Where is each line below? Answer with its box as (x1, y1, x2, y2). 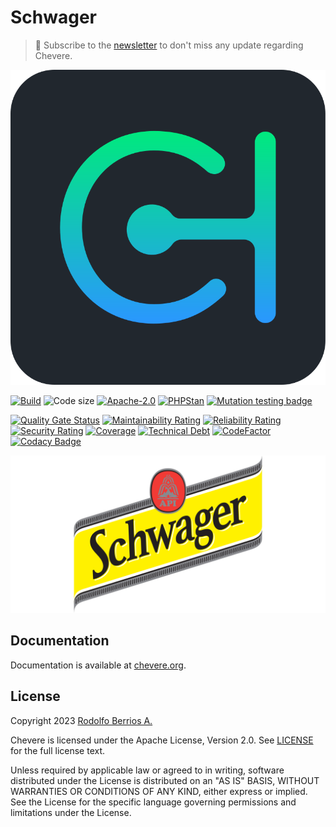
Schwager (10, 6, 98, 29)
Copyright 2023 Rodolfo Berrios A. (10, 714, 153, 726)
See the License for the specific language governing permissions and (10, 796, 297, 808)
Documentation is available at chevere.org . (10, 659, 187, 671)
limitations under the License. (10, 806, 132, 818)
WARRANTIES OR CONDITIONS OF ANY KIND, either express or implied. (10, 785, 308, 797)
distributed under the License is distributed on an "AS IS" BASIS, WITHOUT (10, 774, 320, 786)
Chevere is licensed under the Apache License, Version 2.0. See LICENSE (10, 734, 314, 746)
